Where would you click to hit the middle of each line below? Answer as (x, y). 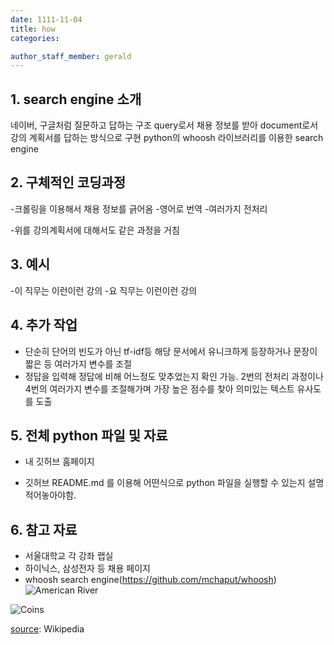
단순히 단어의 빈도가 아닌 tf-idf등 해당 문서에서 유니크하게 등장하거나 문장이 (171, 351)
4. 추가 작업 (44, 325)
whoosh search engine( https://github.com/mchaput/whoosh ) (150, 580)
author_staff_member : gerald (71, 56)
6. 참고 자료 (44, 529)
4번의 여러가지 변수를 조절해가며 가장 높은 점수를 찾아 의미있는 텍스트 (159, 388)
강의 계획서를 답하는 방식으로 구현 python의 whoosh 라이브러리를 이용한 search (167, 138)
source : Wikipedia (47, 629)
